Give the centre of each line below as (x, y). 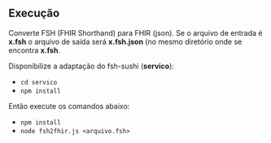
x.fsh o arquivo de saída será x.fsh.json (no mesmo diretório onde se (125, 41)
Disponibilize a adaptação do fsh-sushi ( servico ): (92, 66)
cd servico (39, 82)
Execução (34, 13)
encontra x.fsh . (35, 50)
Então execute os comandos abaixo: (69, 106)
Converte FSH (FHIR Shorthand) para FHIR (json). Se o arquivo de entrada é (135, 32)
